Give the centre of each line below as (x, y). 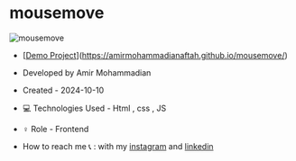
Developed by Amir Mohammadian (87, 72)
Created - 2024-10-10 (63, 90)
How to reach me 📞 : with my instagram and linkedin (118, 146)
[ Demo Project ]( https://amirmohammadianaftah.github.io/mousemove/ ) (155, 55)
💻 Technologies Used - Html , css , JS (94, 108)
